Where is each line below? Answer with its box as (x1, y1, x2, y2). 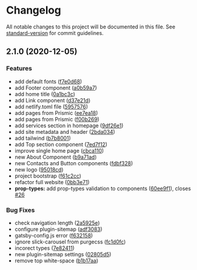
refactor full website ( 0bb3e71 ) (14, 178, 90, 185)
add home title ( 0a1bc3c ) (14, 90, 75, 98)
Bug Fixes (6, 205, 35, 214)
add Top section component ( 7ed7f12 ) (14, 140, 108, 148)
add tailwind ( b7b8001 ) (14, 134, 71, 142)
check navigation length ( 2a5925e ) (14, 219, 100, 226)
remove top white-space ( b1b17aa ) (14, 257, 98, 264)
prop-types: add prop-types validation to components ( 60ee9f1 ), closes (14, 185, 191, 192)
